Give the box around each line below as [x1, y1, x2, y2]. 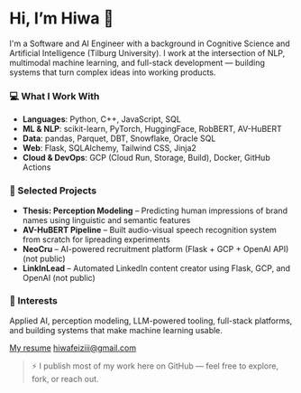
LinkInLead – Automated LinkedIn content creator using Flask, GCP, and [22, 262, 291, 274]
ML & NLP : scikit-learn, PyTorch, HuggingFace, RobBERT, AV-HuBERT [22, 124, 282, 135]
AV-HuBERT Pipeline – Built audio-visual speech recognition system [22, 224, 278, 235]
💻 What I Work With [9, 89, 100, 102]
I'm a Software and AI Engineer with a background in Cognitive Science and [9, 38, 290, 49]
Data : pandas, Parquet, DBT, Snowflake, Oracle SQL [22, 133, 216, 144]
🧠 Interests [9, 295, 59, 307]
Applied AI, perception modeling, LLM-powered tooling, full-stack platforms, [9, 315, 293, 326]
